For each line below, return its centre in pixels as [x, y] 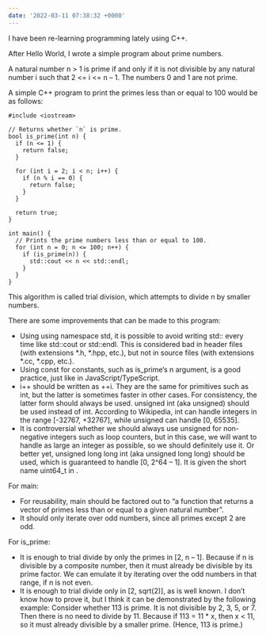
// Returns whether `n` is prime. [65, 129]
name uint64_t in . [49, 470]
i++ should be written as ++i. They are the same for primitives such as [134, 386]
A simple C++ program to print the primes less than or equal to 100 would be [133, 93]
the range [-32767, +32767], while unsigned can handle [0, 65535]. [129, 420]
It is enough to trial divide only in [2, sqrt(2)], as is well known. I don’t [132, 590]
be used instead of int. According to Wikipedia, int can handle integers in [138, 411]
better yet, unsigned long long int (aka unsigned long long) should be [132, 453]
